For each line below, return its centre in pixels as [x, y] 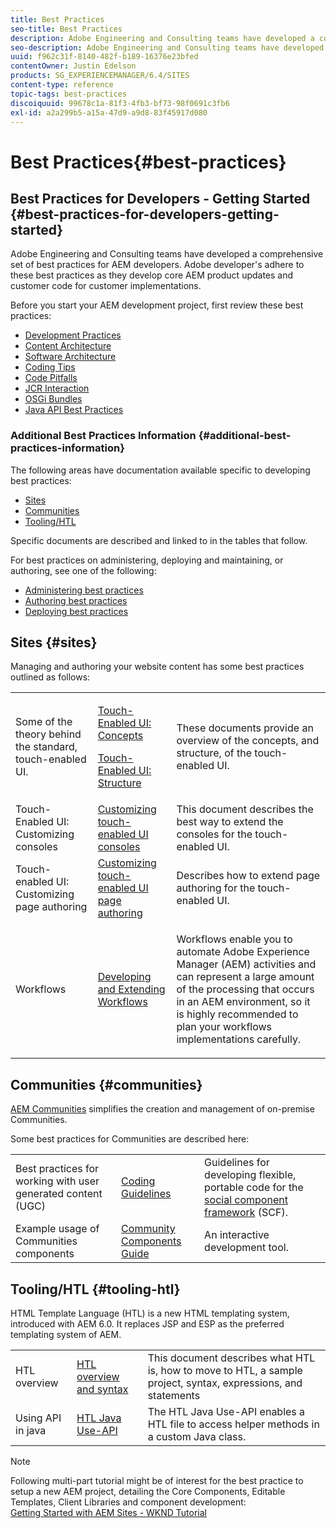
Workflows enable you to [234, 939]
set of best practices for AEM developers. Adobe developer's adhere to [157, 265]
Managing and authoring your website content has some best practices [157, 667]
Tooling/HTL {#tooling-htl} [95, 1289]
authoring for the [216, 888]
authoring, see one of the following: [83, 570]
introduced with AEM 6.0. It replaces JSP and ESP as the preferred [147, 1324]
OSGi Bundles [53, 399]
